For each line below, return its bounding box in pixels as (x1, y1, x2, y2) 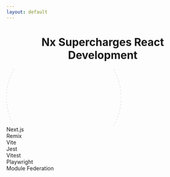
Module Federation (6, 164, 54, 172)
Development (68, 48, 138, 62)
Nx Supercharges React (41, 35, 164, 49)
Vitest (6, 151, 21, 159)
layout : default (6, 9, 48, 15)
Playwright (6, 158, 34, 165)
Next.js (6, 126, 24, 133)
